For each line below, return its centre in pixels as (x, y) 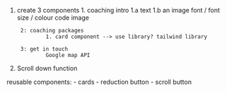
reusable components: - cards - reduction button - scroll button (99, 82)
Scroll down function (47, 68)
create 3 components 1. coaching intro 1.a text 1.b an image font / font (118, 10)
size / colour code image (53, 18)
